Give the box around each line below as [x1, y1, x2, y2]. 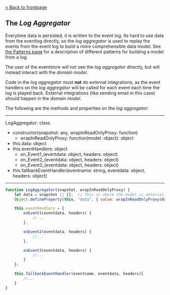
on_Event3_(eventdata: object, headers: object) [20, 162, 119, 168]
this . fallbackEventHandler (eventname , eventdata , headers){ [14, 271, 144, 276]
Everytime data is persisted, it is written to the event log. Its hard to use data [5, 32, 164, 39]
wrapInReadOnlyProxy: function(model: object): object [20, 135, 134, 141]
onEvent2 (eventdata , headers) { [23, 229, 92, 234]
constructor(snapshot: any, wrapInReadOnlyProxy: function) [12, 129, 138, 136]
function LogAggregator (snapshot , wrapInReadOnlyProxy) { [5, 187, 130, 192]
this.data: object [12, 140, 47, 146]
